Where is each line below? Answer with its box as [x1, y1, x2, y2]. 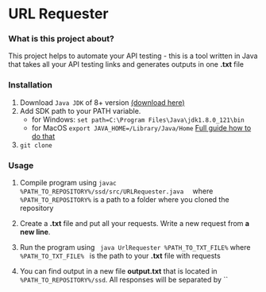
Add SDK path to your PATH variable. [19, 106, 141, 115]
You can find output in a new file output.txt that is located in [19, 267, 218, 276]
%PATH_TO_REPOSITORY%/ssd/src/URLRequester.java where [19, 186, 214, 196]
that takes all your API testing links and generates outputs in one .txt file [8, 60, 245, 69]
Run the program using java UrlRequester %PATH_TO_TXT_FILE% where [19, 243, 251, 252]
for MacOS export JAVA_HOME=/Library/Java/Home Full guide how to [31, 123, 252, 132]
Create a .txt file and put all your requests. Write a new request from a [19, 219, 250, 228]
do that [31, 131, 56, 141]
